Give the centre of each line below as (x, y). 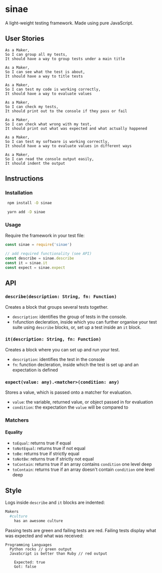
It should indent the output (35, 163)
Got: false (25, 567)
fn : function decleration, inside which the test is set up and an (75, 364)
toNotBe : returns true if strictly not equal (53, 459)
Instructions (24, 178)
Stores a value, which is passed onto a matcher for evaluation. (69, 392)
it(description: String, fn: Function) (53, 339)
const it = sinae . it (27, 263)
